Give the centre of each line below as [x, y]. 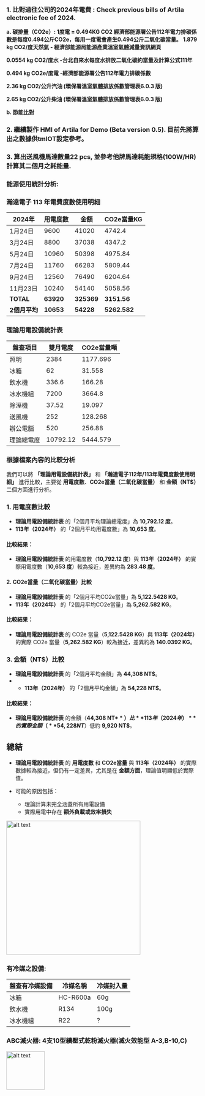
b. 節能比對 [20, 112]
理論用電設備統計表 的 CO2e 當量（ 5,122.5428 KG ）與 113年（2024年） [106, 634]
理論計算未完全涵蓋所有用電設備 [65, 804]
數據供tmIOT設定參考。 [53, 139]
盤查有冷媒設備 [31, 986]
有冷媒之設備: [26, 969]
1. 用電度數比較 [28, 507]
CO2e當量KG [123, 219]
